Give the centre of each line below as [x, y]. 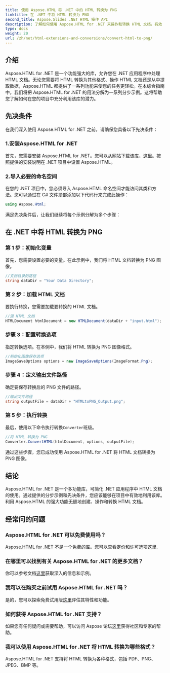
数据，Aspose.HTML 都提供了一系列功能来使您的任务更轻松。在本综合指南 [87, 86]
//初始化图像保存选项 [25, 356]
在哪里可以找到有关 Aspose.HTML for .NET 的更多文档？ [74, 561]
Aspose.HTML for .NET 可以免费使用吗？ [56, 535]
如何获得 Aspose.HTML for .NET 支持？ [54, 614]
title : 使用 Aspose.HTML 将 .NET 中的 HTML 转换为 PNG [61, 10]
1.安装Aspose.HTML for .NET [41, 144]
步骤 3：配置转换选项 [31, 335]
